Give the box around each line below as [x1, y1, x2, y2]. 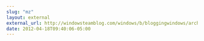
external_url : [6, 20, 42, 26]
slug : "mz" [6, 8, 34, 15]
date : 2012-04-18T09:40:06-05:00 [6, 25, 91, 32]
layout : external [6, 14, 50, 20]
